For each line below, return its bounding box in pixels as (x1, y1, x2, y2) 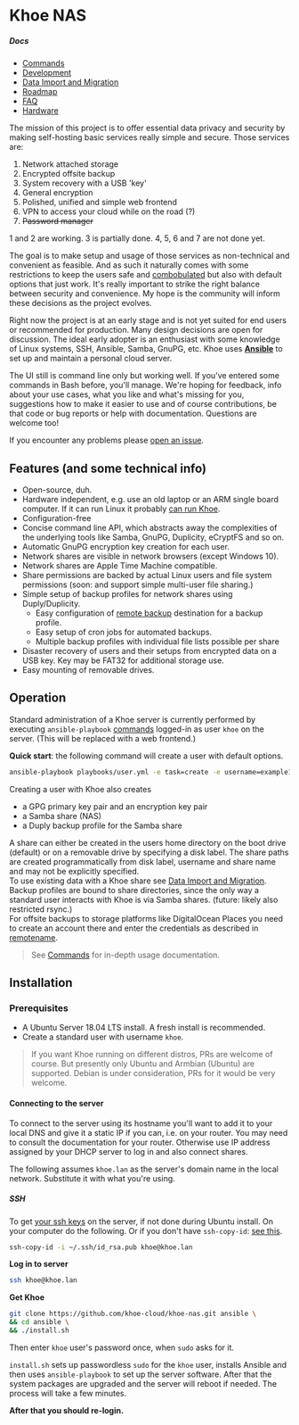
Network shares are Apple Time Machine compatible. (21, 559, 218, 571)
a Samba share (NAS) (21, 810, 102, 821)
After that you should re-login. (9, 1404, 125, 1415)
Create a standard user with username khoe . (21, 1031, 184, 1042)
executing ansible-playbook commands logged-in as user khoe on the (9, 724, 264, 734)
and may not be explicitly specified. (9, 866, 140, 876)
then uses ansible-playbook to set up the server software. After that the (9, 1369, 272, 1379)
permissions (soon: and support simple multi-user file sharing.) (21, 579, 254, 590)
